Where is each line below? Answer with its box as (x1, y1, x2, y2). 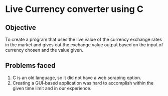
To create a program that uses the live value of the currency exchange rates (5, 36, 162, 42)
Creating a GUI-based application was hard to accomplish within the (12, 80, 154, 86)
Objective (5, 23, 37, 32)
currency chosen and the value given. (5, 47, 84, 53)
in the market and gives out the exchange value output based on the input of (5, 42, 163, 48)
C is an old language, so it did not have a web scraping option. (12, 75, 141, 81)
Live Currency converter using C (5, 3, 144, 15)
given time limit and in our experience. (12, 85, 92, 91)
